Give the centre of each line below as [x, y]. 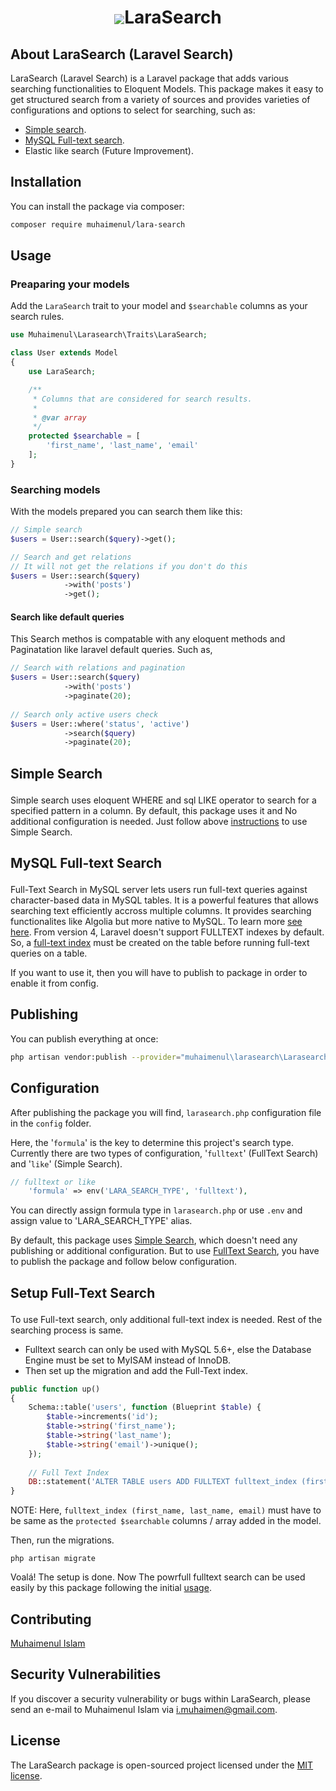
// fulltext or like [53, 1182]
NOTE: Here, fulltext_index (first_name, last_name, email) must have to [166, 1510]
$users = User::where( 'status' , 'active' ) [100, 724]
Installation [46, 182]
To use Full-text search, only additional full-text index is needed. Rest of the [166, 1319]
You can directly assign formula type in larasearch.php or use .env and [156, 1210]
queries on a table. [49, 953]
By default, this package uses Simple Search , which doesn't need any [154, 1240]
